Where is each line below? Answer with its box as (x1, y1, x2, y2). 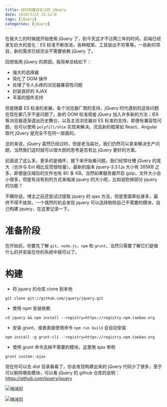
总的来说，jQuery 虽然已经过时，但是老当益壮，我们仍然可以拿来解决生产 (5, 141, 156, 147)
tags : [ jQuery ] (5, 17, 37, 22)
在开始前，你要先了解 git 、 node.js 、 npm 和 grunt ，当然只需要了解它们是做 (5, 243, 159, 249)
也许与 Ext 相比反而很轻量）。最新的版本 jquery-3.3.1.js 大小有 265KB (13, 164, 154, 170)
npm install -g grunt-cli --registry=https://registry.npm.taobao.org (5, 335, 155, 340)
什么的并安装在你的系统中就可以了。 (5, 249, 80, 255)
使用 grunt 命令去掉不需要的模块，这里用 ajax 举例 (12, 344, 116, 350)
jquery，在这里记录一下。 (19, 206, 72, 212)
